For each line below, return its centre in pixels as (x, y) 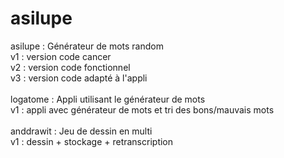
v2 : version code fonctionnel (70, 67)
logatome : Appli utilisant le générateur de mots (108, 99)
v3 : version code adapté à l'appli (79, 78)
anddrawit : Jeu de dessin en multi (81, 131)
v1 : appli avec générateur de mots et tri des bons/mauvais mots (142, 109)
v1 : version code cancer (61, 56)
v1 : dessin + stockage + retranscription (92, 141)
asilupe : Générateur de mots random (87, 46)
